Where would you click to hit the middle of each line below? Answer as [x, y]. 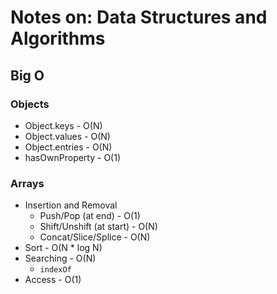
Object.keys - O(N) [63, 125]
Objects [30, 104]
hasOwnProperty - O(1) [73, 157]
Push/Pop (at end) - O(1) [90, 216]
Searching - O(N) [60, 258]
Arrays [27, 183]
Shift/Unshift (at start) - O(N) [98, 227]
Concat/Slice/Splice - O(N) [95, 237]
